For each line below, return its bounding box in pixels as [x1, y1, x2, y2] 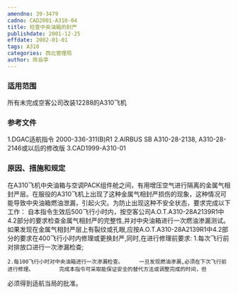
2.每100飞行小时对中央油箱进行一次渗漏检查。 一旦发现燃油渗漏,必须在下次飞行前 [7, 258, 227, 265]
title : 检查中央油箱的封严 [7, 23, 78, 30]
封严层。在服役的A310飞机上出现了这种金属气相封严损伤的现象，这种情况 [7, 189, 221, 198]
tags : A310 [7, 43, 40, 50]
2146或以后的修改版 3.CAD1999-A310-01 [7, 144, 126, 153]
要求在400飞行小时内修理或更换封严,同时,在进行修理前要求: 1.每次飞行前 [19, 234, 229, 242]
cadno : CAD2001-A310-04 [7, 17, 78, 24]
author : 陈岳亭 [7, 57, 49, 64]
